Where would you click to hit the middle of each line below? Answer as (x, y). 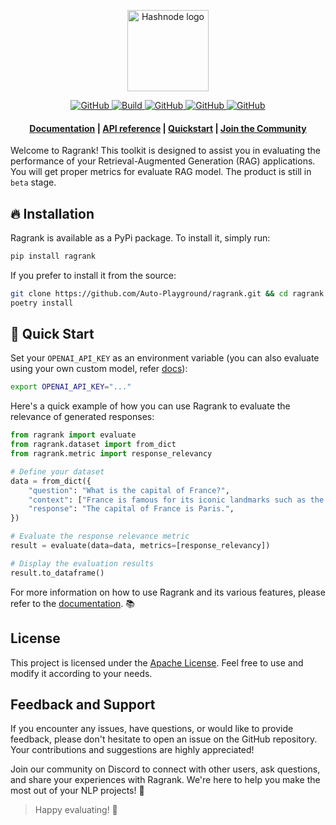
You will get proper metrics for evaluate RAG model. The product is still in (161, 172)
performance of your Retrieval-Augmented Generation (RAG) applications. (163, 161)
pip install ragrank (53, 256)
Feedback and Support (83, 704)
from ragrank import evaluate (73, 435)
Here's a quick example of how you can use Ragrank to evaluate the (150, 406)
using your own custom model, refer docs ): (99, 369)
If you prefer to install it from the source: (93, 275)
